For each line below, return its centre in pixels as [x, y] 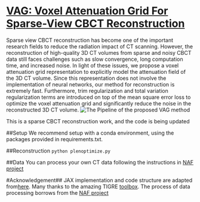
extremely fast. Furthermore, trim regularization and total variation [87, 91]
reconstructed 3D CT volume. [43, 110]
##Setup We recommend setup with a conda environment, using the [90, 133]
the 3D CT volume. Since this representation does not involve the [86, 78]
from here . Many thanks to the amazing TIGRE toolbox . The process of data [98, 187]
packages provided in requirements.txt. [55, 139]
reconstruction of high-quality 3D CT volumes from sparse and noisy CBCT [99, 52]
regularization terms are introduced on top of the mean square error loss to [99, 97]
